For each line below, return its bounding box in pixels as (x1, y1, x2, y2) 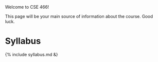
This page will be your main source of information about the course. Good (5, 14, 153, 19)
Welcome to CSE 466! (5, 4, 50, 10)
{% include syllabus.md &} (5, 51, 58, 57)
